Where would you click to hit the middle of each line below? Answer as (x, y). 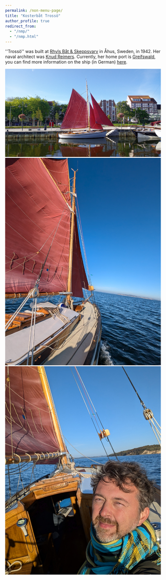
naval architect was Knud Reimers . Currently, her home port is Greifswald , (80, 57)
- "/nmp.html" (24, 37)
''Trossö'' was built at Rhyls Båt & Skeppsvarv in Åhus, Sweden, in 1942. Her (83, 51)
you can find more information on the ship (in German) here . (66, 62)
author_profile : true (27, 21)
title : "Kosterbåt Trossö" (33, 16)
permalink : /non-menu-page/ (34, 10)
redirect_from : (21, 26)
